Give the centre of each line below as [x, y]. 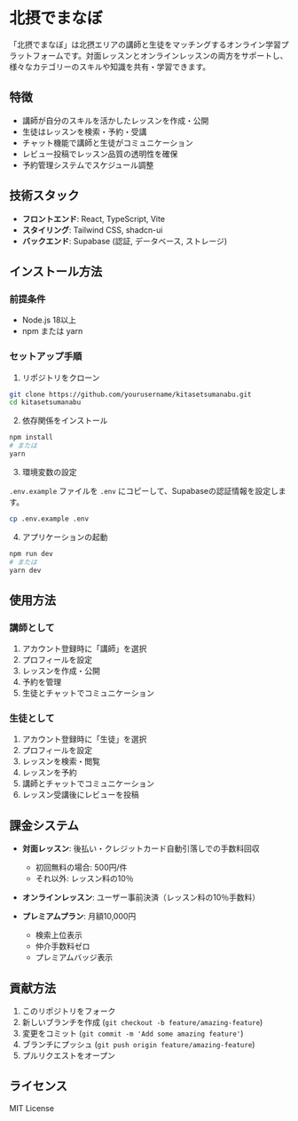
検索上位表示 [59, 935]
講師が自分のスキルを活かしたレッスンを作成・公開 [115, 120]
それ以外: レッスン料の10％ [85, 879]
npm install [31, 437]
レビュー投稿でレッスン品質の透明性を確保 [100, 154]
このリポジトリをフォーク [69, 1011]
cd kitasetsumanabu [45, 402]
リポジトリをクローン [61, 378]
